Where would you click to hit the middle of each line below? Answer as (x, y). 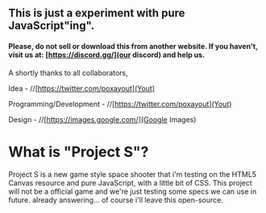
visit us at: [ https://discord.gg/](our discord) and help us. (107, 55)
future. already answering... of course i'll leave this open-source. (116, 199)
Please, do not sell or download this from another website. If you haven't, (133, 46)
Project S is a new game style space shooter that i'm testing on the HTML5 (132, 174)
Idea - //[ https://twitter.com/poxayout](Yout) (82, 88)
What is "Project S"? (79, 152)
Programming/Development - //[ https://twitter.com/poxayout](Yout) (120, 104)
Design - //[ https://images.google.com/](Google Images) (102, 119)
